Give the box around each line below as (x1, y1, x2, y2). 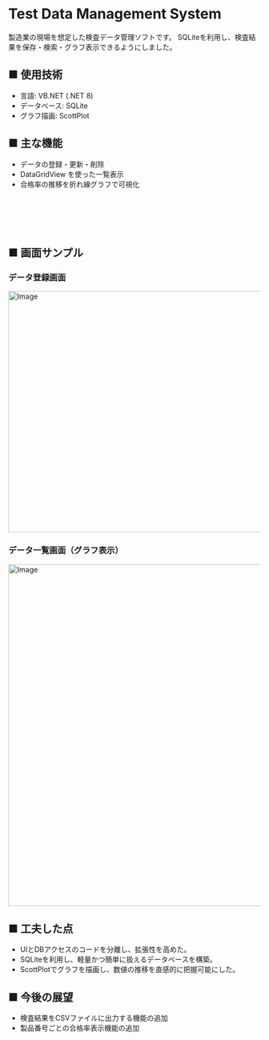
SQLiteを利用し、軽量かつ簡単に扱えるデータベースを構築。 (19, 954, 218, 965)
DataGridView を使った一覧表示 (19, 169, 124, 179)
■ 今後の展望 (8, 990, 74, 1004)
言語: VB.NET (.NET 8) (19, 90, 94, 100)
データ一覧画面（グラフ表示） (8, 545, 124, 556)
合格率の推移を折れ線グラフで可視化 (19, 179, 140, 189)
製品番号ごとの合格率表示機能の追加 (19, 1023, 140, 1033)
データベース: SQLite (19, 101, 88, 110)
